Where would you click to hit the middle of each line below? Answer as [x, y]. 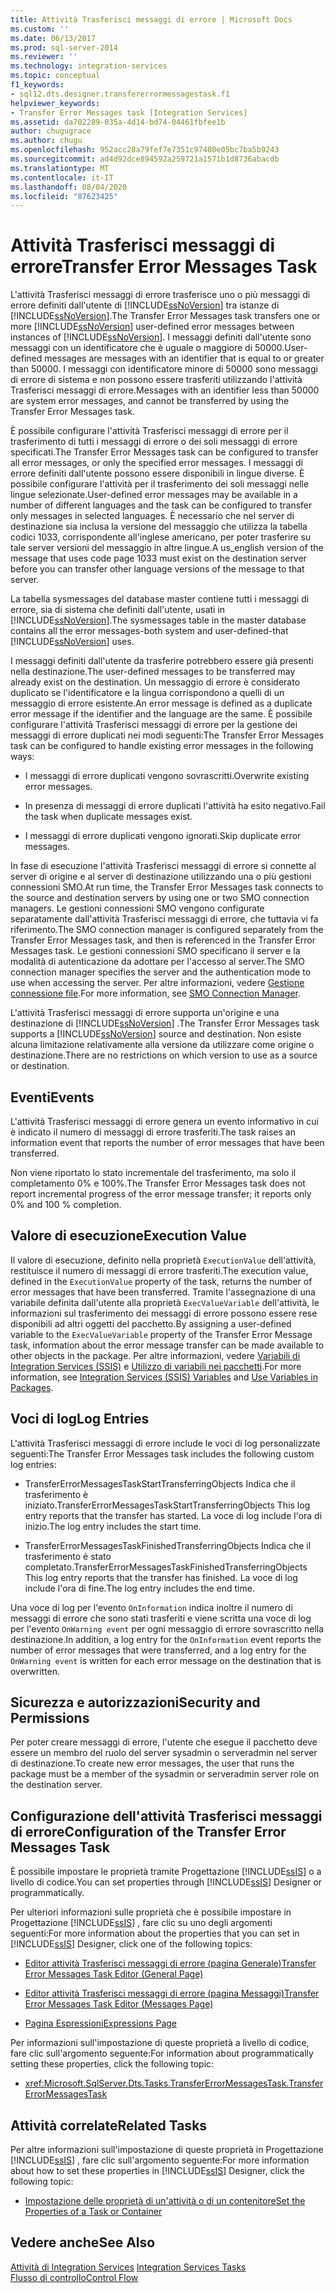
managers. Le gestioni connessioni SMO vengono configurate [137, 908]
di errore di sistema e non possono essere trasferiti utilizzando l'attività [156, 380]
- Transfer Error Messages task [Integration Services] [129, 112]
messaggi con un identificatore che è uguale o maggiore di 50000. [147, 348]
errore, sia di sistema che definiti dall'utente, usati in [118, 610]
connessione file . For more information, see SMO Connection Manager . [156, 993]
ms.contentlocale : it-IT [62, 177]
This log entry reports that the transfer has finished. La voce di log [161, 1577]
